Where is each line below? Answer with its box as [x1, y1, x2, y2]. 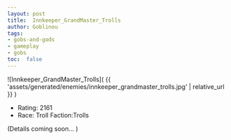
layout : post [7, 10, 46, 17]
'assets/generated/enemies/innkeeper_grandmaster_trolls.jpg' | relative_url [7, 82, 225, 91]
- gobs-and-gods [7, 36, 55, 43]
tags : [7, 29, 23, 37]
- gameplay [7, 43, 39, 50]
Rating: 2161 [17, 103, 53, 112]
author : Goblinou [7, 23, 58, 30]
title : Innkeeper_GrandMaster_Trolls [7, 17, 121, 24]
